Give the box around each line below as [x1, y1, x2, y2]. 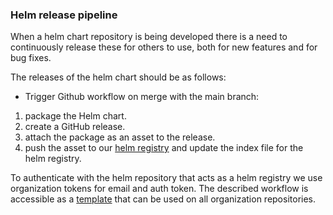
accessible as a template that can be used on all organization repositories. [10, 193, 317, 205]
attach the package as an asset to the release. [24, 131, 216, 143]
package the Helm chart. [24, 110, 127, 122]
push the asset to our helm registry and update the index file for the [24, 142, 304, 154]
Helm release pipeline [10, 8, 118, 22]
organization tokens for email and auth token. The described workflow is [10, 183, 309, 195]
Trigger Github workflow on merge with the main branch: [24, 91, 260, 103]
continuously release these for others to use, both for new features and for [10, 41, 318, 53]
